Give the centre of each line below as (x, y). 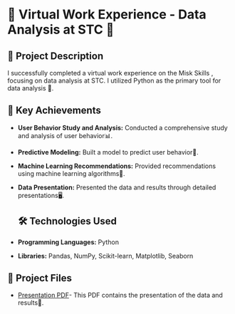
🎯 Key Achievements (54, 111)
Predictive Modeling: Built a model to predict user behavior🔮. (108, 152)
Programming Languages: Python (68, 242)
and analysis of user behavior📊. (65, 135)
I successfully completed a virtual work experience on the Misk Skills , (110, 73)
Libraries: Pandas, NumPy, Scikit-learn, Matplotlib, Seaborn (105, 256)
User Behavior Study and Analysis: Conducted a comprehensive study (122, 127)
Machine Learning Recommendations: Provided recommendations (116, 166)
